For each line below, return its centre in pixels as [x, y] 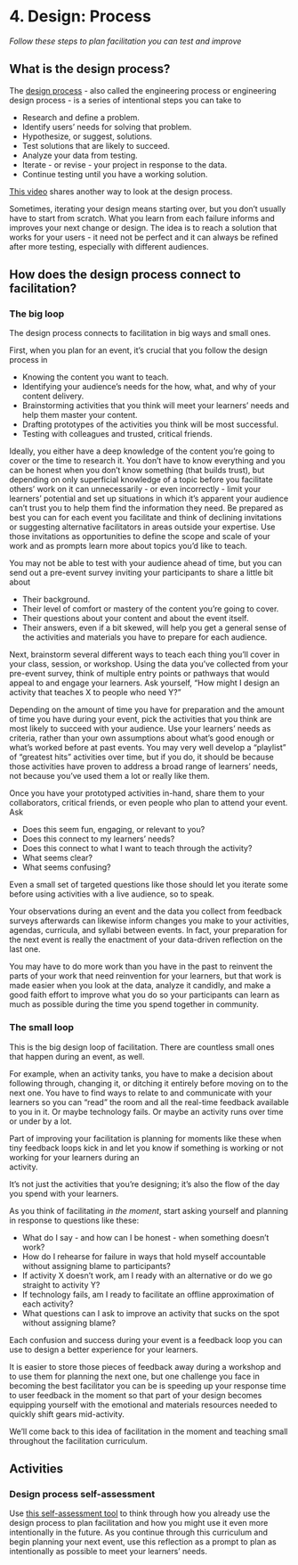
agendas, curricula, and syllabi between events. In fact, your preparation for [148, 930]
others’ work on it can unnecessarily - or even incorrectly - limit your [135, 489]
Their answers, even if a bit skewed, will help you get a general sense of [154, 628]
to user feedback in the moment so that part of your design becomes [136, 1395]
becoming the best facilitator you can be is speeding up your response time [148, 1385]
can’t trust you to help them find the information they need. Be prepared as [146, 508]
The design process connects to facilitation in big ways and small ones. [140, 333]
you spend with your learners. [64, 1193]
